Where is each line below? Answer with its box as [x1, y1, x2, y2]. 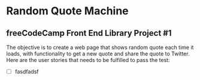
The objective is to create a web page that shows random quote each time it [6, 44, 194, 51]
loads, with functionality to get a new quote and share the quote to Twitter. [6, 50, 190, 57]
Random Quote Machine [6, 4, 129, 18]
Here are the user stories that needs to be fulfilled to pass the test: [6, 57, 170, 63]
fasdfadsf [14, 68, 39, 75]
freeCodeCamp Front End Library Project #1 [6, 28, 172, 38]
